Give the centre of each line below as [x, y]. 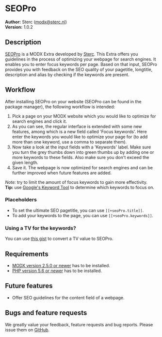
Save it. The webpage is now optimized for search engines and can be [82, 167]
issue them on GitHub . [27, 330]
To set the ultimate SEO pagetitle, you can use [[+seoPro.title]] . [78, 210]
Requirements [27, 254]
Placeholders [21, 200]
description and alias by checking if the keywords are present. [67, 74]
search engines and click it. [39, 121]
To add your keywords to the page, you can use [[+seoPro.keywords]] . [83, 215]
